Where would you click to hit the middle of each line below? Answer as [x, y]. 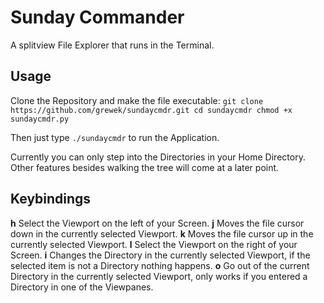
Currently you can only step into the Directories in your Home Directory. [158, 157]
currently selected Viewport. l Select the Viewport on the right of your [154, 244]
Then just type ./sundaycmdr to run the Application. [115, 137]
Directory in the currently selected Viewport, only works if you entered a [159, 276]
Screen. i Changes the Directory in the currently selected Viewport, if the [160, 255]
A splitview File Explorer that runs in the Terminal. [112, 45]
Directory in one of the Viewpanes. [82, 287]
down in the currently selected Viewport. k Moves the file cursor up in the [162, 233]
